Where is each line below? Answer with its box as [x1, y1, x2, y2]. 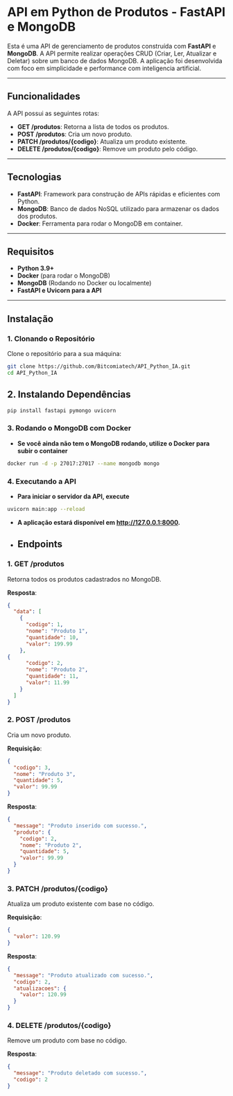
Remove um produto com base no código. [7, 1036, 127, 1045]
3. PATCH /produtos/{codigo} [7, 884, 109, 893]
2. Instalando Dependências [7, 389, 131, 401]
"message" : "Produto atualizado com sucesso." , [13, 972, 154, 979]
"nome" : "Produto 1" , [25, 627, 89, 635]
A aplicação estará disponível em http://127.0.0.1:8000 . [17, 518, 180, 526]
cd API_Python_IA [7, 369, 58, 376]
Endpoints [17, 539, 63, 550]
